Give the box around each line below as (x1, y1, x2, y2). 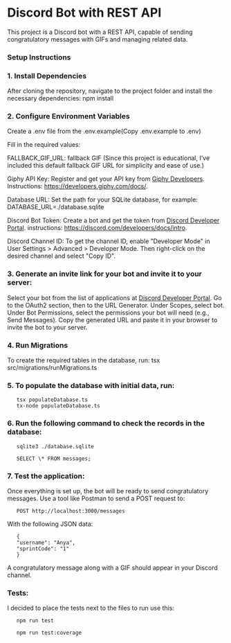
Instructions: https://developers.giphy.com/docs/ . (7, 182, 149, 191)
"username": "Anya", (16, 539, 76, 546)
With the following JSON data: (7, 520, 93, 528)
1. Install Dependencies (7, 71, 87, 80)
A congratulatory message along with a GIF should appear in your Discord (7, 563, 218, 572)
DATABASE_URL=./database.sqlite (7, 203, 104, 211)
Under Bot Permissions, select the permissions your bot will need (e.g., (7, 308, 210, 317)
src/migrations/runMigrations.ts (7, 364, 98, 372)
